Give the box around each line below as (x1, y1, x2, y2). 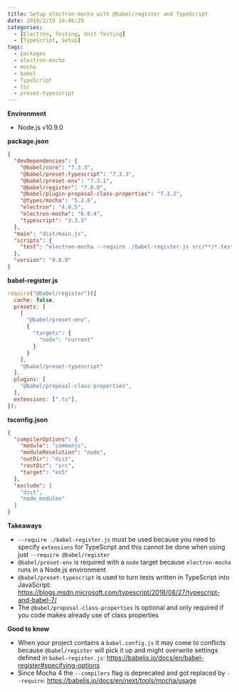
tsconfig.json (7, 415, 48, 424)
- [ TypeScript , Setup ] (14, 37, 81, 44)
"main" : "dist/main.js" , (14, 230, 87, 237)
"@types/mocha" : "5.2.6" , (20, 197, 97, 204)
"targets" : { (33, 330, 72, 337)
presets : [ (14, 303, 46, 310)
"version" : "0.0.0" (14, 257, 72, 264)
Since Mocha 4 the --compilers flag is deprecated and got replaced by (17, 669, 225, 677)
